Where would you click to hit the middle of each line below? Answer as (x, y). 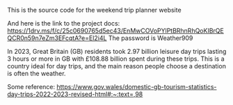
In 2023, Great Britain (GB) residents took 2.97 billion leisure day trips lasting (117, 51)
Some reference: (31, 87)
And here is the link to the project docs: (64, 23)
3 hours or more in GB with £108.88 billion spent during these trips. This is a (116, 59)
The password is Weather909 (151, 38)
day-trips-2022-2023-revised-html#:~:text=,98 (75, 94)
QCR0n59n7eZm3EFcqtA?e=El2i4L (57, 38)
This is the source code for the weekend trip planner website (95, 10)
